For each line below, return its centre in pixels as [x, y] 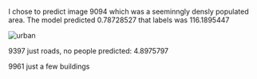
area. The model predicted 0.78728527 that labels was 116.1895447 [119, 20]
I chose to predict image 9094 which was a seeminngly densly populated [128, 12]
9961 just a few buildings [49, 66]
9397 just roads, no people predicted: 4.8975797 [89, 51]
